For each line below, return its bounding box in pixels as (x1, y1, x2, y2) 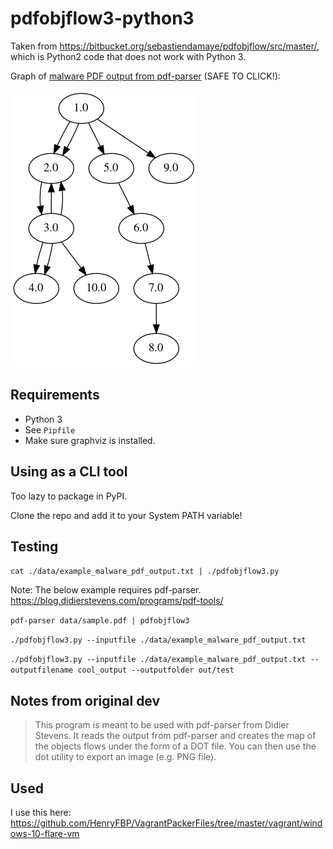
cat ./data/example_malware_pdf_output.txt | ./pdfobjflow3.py (10, 567, 280, 577)
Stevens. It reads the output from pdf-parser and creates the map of (34, 730, 317, 742)
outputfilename (10, 665, 74, 676)
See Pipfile (24, 423, 76, 436)
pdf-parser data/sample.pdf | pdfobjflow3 (10, 616, 190, 626)
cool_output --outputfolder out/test (77, 665, 235, 676)
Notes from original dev (10, 692, 161, 709)
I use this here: (10, 807, 72, 818)
